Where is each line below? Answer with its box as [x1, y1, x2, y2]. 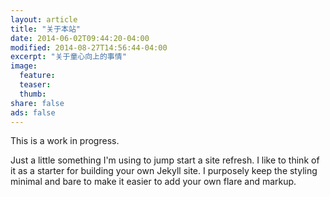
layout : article [10, 14, 78, 25]
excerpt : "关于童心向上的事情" [10, 52, 127, 62]
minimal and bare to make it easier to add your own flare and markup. [10, 176, 297, 188]
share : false [10, 98, 65, 108]
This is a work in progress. [10, 135, 120, 147]
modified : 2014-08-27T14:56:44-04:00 [10, 42, 168, 53]
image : [10, 61, 38, 71]
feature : [19, 71, 56, 81]
